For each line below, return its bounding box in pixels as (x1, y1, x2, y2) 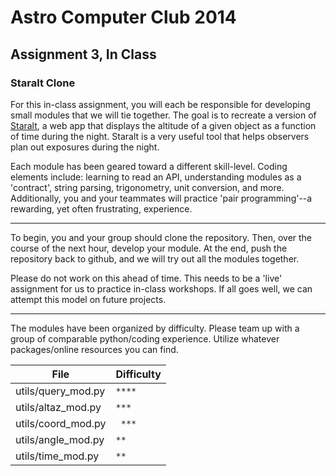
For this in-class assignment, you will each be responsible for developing (10, 98, 311, 110)
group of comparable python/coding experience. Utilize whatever (10, 332, 280, 345)
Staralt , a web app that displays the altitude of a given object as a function (10, 119, 317, 131)
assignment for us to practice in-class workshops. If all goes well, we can (10, 282, 313, 295)
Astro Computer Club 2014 (10, 6, 237, 29)
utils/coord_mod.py (15, 416, 107, 430)
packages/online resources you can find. (10, 343, 179, 355)
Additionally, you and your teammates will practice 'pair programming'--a (10, 192, 313, 204)
